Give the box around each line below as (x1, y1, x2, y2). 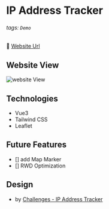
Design (6, 179, 34, 190)
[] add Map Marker (14, 155, 62, 163)
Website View (6, 60, 59, 70)
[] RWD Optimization (14, 162, 66, 169)
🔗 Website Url (6, 43, 40, 50)
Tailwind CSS (14, 116, 48, 123)
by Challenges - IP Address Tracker (14, 195, 103, 202)
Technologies (6, 93, 59, 104)
